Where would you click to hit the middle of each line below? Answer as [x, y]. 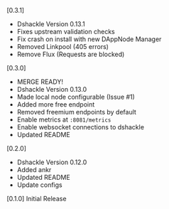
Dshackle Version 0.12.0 [52, 162]
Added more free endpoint [56, 104]
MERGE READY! [40, 82]
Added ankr [34, 170]
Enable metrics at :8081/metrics [64, 119]
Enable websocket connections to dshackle [81, 127]
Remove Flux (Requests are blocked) [71, 54]
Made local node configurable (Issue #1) [76, 97]
